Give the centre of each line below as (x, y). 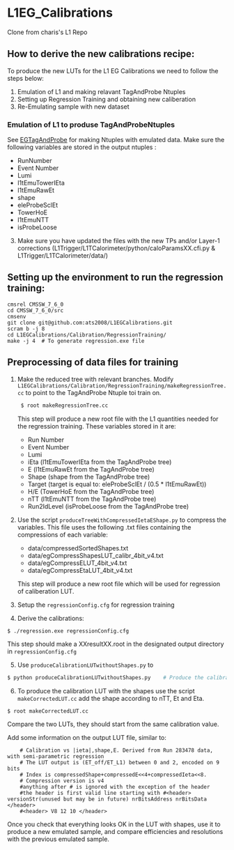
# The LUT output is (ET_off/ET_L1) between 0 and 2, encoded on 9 (119, 763)
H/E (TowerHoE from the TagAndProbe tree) (91, 491)
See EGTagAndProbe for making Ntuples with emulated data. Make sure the (116, 140)
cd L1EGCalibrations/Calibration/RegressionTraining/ (87, 335)
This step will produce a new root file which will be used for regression (119, 584)
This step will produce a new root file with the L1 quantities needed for (118, 419)
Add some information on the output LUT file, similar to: (87, 738)
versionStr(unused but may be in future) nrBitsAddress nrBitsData (107, 799)
